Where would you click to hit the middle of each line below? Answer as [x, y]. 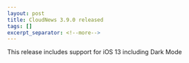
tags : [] [20, 26]
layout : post [26, 13]
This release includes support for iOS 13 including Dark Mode [94, 52]
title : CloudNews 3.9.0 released [55, 20]
